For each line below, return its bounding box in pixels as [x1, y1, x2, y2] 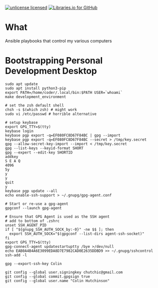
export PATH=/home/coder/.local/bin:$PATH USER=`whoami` [5, 90, 123, 95]
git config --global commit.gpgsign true [5, 274, 90, 279]
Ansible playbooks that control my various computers [5, 38, 112, 44]
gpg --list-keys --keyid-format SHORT [5, 146, 84, 151]
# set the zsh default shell [5, 103, 64, 108]
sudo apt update [5, 81, 38, 87]
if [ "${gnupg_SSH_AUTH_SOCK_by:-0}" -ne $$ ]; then [5, 227, 114, 232]
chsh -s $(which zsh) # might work [5, 107, 77, 112]
